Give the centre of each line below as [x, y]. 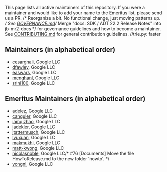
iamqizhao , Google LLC [36, 121]
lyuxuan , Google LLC [34, 137]
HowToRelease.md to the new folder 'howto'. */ [61, 159]
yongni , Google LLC [33, 164]
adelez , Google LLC [33, 111]
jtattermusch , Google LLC [39, 132]
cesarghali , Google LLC [36, 62]
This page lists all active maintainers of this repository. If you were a [75, 7]
